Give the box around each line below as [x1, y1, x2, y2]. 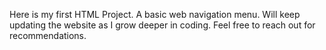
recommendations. [9, 30, 87, 41]
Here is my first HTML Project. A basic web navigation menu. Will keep [9, 9, 301, 20]
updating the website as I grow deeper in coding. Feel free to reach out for [9, 19, 316, 31]
